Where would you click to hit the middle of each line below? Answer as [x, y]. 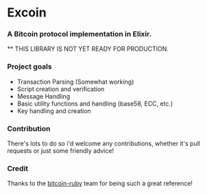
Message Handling [44, 96]
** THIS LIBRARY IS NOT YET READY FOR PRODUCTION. [88, 49]
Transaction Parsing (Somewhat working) [75, 82]
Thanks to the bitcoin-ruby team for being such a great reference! [100, 184]
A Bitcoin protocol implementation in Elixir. [80, 34]
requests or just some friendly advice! [61, 151]
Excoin [27, 13]
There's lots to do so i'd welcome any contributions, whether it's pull [104, 144]
